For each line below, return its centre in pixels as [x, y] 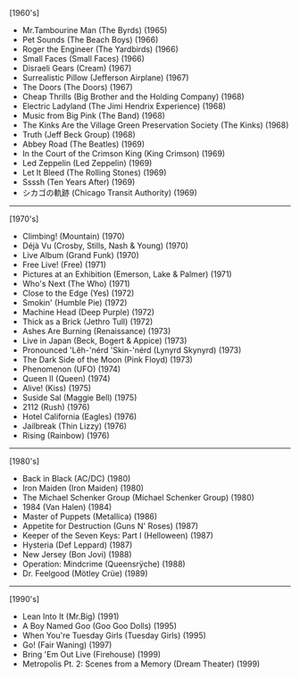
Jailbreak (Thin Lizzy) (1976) [75, 426]
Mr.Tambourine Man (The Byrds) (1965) [95, 30]
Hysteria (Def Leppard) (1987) [77, 545]
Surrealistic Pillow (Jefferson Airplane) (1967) [105, 78]
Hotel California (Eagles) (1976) [79, 416]
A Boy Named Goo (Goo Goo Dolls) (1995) [99, 626]
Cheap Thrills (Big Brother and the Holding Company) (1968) [133, 96]
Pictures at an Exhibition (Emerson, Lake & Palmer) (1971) [127, 274]
